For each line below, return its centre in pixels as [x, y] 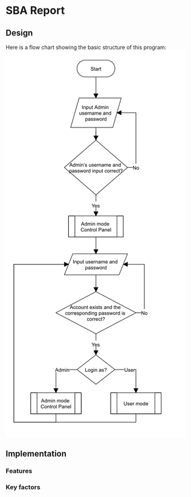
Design [19, 33]
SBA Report [35, 11]
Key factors [23, 487]
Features [19, 471]
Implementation [36, 454]
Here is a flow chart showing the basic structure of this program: [86, 47]
